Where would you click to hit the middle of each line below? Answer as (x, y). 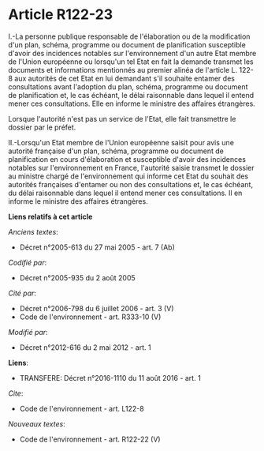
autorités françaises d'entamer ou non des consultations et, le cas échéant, (131, 184)
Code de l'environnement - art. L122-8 (82, 408)
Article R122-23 (61, 15)
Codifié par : (28, 262)
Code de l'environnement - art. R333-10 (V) (90, 317)
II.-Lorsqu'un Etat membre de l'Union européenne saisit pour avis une (121, 142)
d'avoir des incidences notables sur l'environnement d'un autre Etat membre (132, 53)
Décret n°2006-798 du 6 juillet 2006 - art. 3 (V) (97, 308)
